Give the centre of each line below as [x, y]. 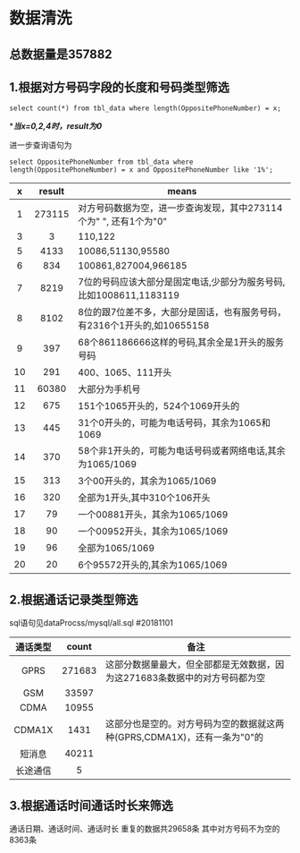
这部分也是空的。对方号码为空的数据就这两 [195, 724]
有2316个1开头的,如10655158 [144, 326]
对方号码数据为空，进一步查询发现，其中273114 [180, 209]
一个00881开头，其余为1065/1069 [153, 515]
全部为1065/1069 [116, 549]
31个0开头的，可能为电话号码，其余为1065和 [174, 423]
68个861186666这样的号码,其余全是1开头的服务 [181, 343]
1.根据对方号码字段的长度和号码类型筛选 [120, 87]
